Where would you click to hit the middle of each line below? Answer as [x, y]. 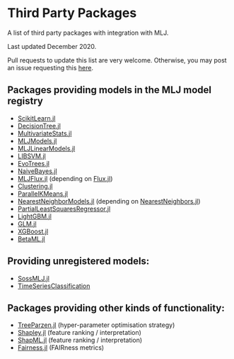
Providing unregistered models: [78, 261]
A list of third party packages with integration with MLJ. [88, 33]
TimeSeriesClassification [54, 286]
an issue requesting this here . [51, 67]
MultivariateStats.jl [45, 133]
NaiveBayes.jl [37, 171]
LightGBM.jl [34, 216]
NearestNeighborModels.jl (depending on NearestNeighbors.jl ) [109, 201]
